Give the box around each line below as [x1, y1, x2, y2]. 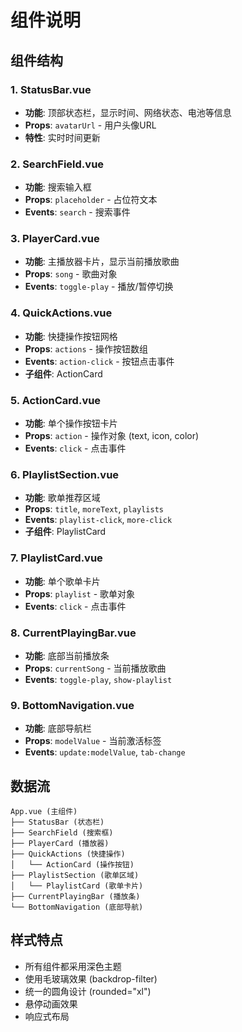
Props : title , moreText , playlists [24, 503, 164, 515]
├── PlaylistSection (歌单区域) [10, 871, 140, 881]
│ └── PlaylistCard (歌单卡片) [10, 881, 144, 891]
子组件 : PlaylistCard [24, 526, 107, 538]
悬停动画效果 [24, 997, 78, 1010]
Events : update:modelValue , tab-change [24, 746, 186, 758]
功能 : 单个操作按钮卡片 [24, 417, 118, 430]
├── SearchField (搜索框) [10, 828, 114, 838]
